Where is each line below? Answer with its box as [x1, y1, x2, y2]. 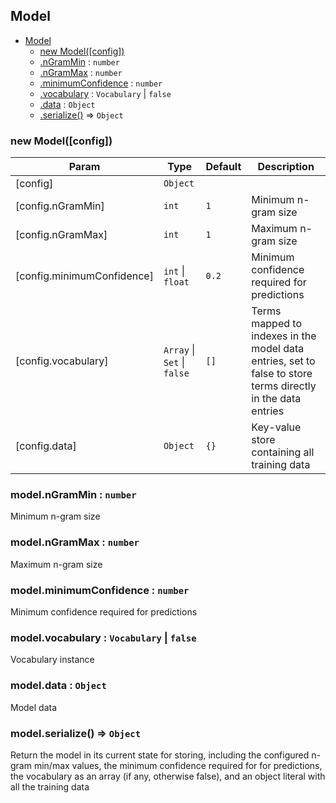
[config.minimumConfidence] [15, 269, 154, 283]
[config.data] [15, 439, 77, 453]
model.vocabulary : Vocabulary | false [10, 630, 197, 644]
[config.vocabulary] [15, 354, 109, 368]
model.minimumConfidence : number [10, 583, 190, 597]
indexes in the [251, 329, 317, 343]
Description [257, 160, 315, 174]
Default [205, 160, 242, 174]
